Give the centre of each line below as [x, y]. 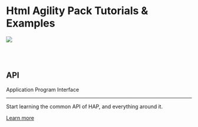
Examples [31, 23]
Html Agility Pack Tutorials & [77, 11]
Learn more [20, 118]
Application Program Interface [43, 89]
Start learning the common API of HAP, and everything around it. [85, 106]
